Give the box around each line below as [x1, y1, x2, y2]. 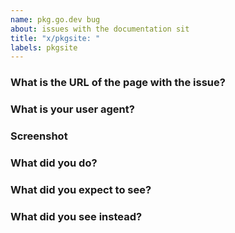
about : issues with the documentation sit [10, 24, 190, 34]
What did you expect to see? [10, 182, 152, 196]
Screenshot [10, 129, 68, 143]
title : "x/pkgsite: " [10, 33, 101, 43]
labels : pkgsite [10, 42, 78, 53]
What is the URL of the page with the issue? [10, 76, 226, 90]
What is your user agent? [10, 102, 135, 116]
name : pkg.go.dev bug [10, 14, 101, 25]
